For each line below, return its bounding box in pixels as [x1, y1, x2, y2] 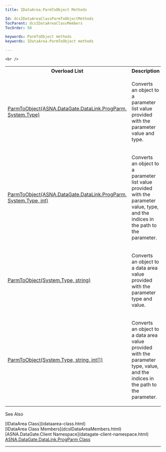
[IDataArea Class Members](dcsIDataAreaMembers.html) [5, 426, 122, 432]
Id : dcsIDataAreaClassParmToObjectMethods [5, 16, 94, 21]
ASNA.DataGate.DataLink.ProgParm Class [5, 437, 90, 442]
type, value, [131, 363, 159, 370]
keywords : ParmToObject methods [5, 34, 72, 40]
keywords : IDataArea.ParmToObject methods [5, 39, 94, 44]
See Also [5, 411, 24, 417]
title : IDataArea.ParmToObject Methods [5, 7, 87, 12]
